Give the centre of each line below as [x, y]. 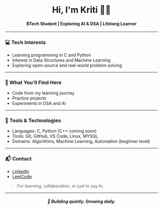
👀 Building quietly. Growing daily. [81, 202]
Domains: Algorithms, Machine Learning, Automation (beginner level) [81, 141]
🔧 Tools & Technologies [33, 120]
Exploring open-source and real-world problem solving [67, 65]
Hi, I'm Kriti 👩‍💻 [81, 10]
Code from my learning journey [43, 93]
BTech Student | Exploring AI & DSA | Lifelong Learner [81, 23]
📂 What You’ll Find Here [33, 82]
